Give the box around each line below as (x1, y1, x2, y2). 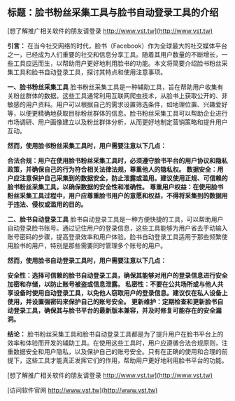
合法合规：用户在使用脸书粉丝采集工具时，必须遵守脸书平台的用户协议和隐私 (7, 156, 228, 165)
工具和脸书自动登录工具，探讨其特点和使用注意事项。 (13, 67, 166, 76)
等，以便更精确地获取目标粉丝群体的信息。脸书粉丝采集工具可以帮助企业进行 (7, 109, 228, 117)
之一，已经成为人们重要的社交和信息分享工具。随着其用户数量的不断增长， (7, 50, 222, 58)
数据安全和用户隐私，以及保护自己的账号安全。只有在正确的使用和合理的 (13, 347, 222, 355)
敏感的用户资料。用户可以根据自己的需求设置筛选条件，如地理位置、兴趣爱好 (7, 100, 228, 109)
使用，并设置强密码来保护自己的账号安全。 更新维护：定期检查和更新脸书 (7, 297, 218, 306)
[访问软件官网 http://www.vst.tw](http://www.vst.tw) (7, 386, 158, 394)
